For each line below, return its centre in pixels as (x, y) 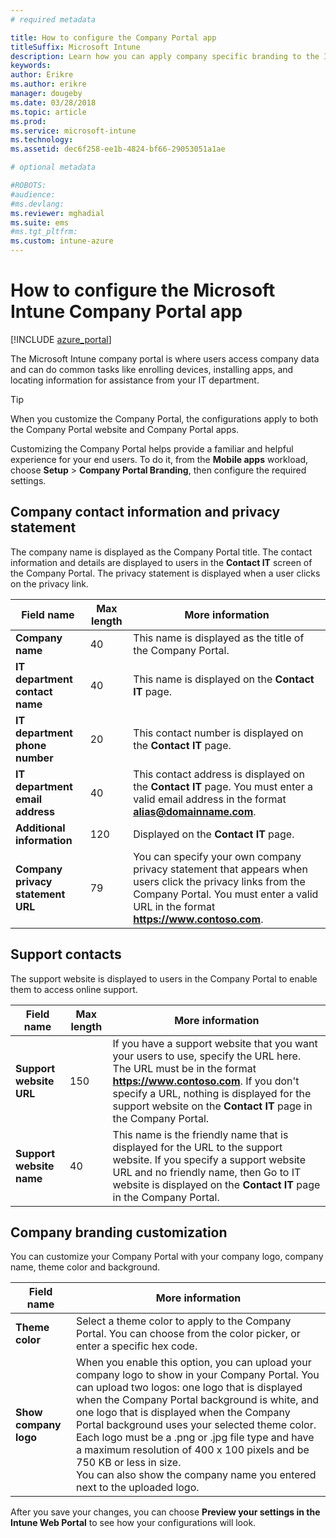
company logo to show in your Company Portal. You (198, 1375)
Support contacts (66, 954)
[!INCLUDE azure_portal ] (61, 339)
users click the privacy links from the (219, 881)
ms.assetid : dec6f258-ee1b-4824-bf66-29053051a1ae (118, 149)
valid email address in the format (210, 799)
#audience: (33, 194)
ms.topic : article (48, 112)
